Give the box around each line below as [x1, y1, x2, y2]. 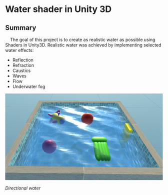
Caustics [12, 67, 31, 73]
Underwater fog [12, 83, 45, 89]
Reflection [12, 57, 34, 63]
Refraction [12, 62, 34, 68]
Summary [5, 23, 36, 32]
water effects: [5, 47, 34, 53]
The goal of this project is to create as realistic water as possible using [9, 36, 155, 42]
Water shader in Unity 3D [5, 3, 111, 15]
